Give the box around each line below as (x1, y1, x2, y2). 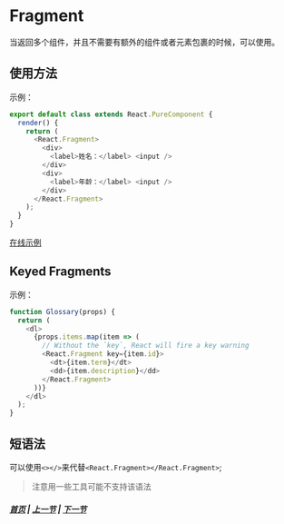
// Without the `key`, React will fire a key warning (42, 341, 250, 351)
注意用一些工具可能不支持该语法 (31, 481, 152, 491)
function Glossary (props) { (9, 307, 116, 316)
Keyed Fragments (9, 264, 112, 280)
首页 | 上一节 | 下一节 (9, 503, 87, 514)
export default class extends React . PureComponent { (9, 110, 213, 119)
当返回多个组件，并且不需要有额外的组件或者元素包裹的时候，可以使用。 (9, 36, 279, 47)
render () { (17, 118, 59, 127)
